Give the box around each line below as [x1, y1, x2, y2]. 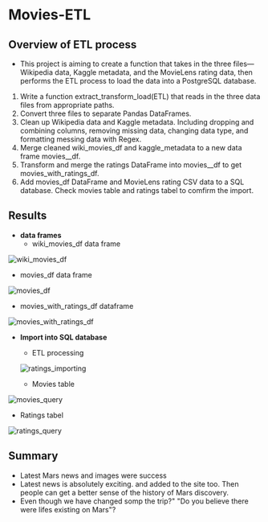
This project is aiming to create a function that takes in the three [19, 59, 232, 68]
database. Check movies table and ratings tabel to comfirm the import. [19, 186, 254, 195]
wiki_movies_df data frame [31, 239, 121, 249]
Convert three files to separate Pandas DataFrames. [19, 109, 192, 118]
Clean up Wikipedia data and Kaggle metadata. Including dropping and [19, 117, 254, 126]
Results [8, 209, 47, 223]
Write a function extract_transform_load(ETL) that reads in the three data [19, 92, 261, 101]
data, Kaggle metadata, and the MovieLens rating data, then [55, 68, 253, 77]
